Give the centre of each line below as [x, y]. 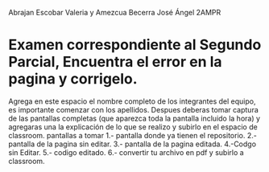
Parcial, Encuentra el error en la [116, 62]
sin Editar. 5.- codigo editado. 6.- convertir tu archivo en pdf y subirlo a [126, 152]
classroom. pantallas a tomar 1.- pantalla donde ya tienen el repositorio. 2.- [133, 135]
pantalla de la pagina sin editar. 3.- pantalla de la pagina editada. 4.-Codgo [132, 144]
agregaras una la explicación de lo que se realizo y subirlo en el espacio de [133, 127]
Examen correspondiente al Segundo [135, 45]
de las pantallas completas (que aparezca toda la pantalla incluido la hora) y [134, 118]
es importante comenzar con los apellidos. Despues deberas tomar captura [134, 109]
